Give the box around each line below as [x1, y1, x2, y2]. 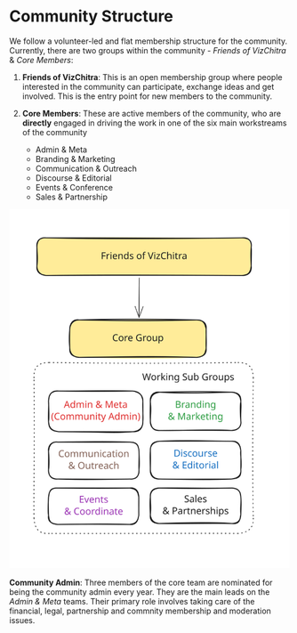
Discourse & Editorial [35, 172, 113, 183]
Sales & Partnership [35, 191, 108, 202]
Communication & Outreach [35, 163, 138, 174]
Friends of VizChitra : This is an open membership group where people [21, 71, 283, 82]
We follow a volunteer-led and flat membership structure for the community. [9, 36, 288, 46]
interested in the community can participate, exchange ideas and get [21, 81, 275, 92]
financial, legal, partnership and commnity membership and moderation [9, 605, 271, 616]
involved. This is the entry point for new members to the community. [21, 91, 273, 101]
